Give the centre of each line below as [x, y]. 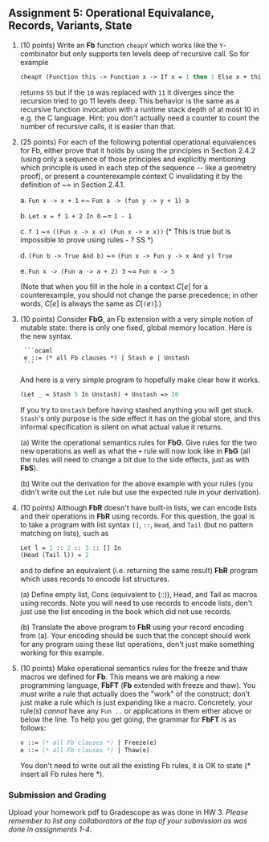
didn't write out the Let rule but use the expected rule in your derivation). [141, 492]
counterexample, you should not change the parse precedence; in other [139, 295]
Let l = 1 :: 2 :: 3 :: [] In [71, 548]
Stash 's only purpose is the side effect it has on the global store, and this [140, 418]
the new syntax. [47, 336]
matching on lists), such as [64, 533]
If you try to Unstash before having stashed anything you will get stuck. [137, 409]
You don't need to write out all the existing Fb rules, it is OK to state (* [135, 766]
